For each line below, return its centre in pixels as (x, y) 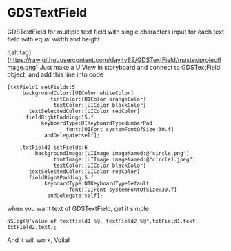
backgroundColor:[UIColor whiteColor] (78, 93)
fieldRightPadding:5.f (61, 177)
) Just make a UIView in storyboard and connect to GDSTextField (128, 67)
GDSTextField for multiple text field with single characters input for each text (116, 32)
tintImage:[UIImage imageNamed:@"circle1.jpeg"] (124, 159)
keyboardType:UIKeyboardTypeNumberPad (97, 123)
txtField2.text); (32, 227)
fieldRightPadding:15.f (60, 117)
